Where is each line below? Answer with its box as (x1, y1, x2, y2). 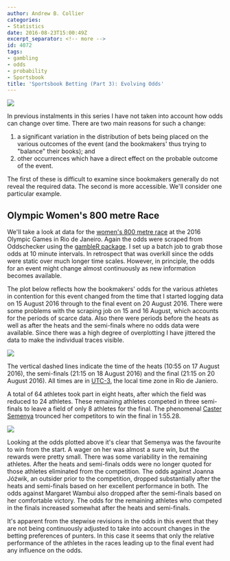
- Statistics (7, 23, 45, 30)
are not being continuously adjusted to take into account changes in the (7, 525, 210, 533)
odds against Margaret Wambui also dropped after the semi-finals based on (7, 489, 222, 498)
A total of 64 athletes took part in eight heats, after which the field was (7, 390, 207, 398)
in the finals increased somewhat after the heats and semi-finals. (7, 504, 191, 512)
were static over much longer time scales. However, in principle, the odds (7, 257, 215, 265)
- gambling (7, 55, 38, 62)
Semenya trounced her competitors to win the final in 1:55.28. (7, 412, 181, 420)
